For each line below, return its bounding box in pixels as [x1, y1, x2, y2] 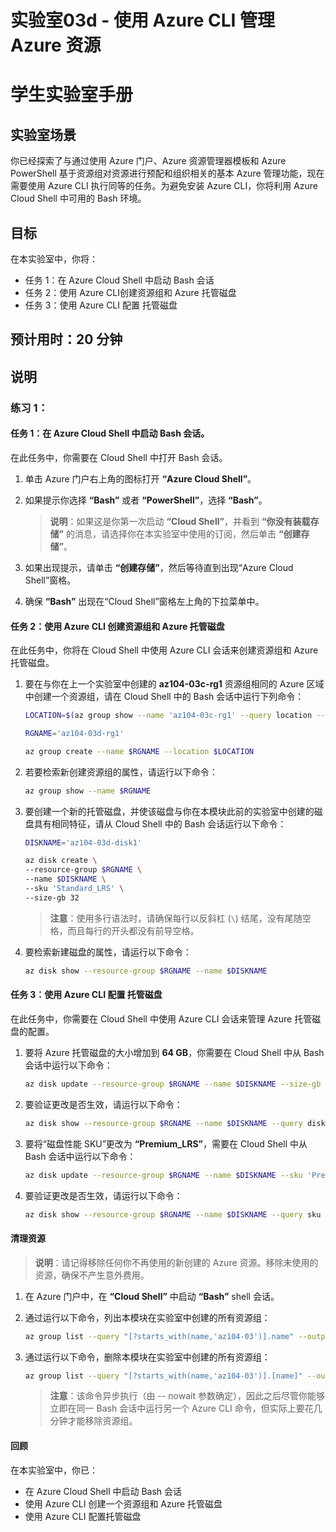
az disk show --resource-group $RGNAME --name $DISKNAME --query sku [24, 1209, 322, 1220]
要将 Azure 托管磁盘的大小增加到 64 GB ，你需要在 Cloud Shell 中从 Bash [24, 1046, 325, 1058]
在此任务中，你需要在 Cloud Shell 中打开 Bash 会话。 [10, 451, 228, 463]
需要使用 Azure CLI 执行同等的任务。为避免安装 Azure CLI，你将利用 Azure [10, 180, 319, 192]
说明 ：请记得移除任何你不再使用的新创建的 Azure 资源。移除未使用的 [34, 1256, 319, 1268]
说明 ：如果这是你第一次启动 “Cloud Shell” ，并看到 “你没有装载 [49, 515, 311, 527]
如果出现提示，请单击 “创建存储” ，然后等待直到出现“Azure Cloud [24, 561, 294, 573]
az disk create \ [24, 856, 98, 866]
